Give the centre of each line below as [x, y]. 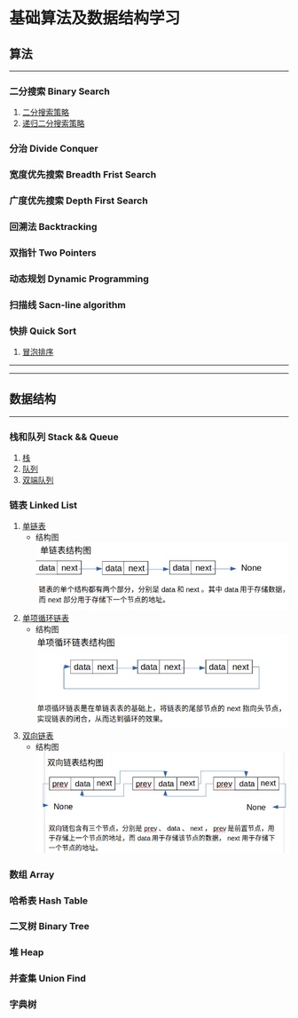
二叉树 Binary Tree [50, 927]
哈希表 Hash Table [49, 900]
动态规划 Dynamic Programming [79, 279]
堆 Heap [27, 952]
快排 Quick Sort [43, 331]
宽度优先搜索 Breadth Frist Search [83, 175]
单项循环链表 [45, 619]
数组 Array [32, 874]
